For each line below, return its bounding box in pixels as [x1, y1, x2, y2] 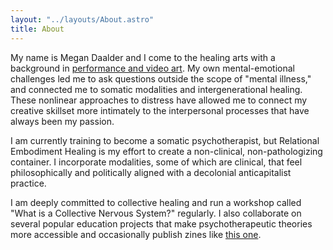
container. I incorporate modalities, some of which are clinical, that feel [10, 156, 303, 168]
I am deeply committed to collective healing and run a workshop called [10, 196, 302, 208]
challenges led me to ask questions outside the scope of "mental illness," [10, 72, 312, 85]
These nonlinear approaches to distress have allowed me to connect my [10, 94, 308, 106]
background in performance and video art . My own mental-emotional [10, 62, 295, 74]
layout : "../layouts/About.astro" [10, 14, 155, 25]
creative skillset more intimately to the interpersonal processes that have [10, 104, 310, 116]
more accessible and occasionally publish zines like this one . [10, 228, 262, 240]
